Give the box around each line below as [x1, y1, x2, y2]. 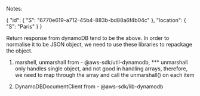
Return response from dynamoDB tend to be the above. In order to [6, 35, 170, 41]
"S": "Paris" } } [6, 23, 42, 30]
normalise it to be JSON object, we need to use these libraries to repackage [6, 41, 193, 48]
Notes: [6, 5, 23, 12]
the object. [6, 47, 33, 54]
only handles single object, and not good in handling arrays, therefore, [14, 65, 188, 72]
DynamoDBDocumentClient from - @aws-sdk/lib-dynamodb [14, 83, 164, 90]
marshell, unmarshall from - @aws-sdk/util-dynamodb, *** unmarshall [14, 59, 188, 66]
